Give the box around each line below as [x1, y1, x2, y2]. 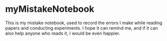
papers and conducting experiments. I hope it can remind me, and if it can [5, 25, 158, 31]
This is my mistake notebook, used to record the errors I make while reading [5, 20, 162, 26]
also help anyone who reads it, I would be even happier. [5, 30, 120, 36]
